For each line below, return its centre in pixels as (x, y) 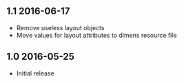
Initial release (35, 73)
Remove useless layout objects (60, 27)
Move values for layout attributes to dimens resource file (96, 35)
